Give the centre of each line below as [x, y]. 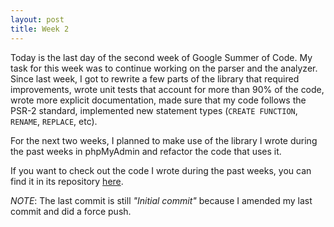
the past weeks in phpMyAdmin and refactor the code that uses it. [146, 151]
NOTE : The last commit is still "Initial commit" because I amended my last [161, 200]
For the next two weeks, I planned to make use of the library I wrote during [164, 140]
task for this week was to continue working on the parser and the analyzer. [164, 68]
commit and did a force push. [71, 211]
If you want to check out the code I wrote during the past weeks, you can [161, 170]
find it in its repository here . [67, 181]
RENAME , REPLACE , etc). [54, 121]
